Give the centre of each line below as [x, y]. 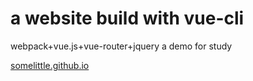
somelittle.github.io [50, 65]
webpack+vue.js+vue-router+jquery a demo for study [121, 46]
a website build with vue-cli [127, 18]
